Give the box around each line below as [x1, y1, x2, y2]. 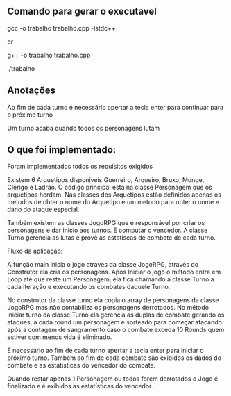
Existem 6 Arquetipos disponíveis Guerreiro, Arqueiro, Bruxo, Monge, [7, 176, 205, 184]
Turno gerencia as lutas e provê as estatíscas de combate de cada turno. [7, 233, 216, 242]
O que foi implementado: [7, 144, 117, 156]
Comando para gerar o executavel [7, 6, 157, 17]
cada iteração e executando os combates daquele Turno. [7, 283, 171, 291]
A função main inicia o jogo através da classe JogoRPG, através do [7, 261, 199, 269]
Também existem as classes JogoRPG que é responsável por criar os [7, 219, 205, 227]
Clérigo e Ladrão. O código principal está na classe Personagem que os [7, 183, 213, 192]
